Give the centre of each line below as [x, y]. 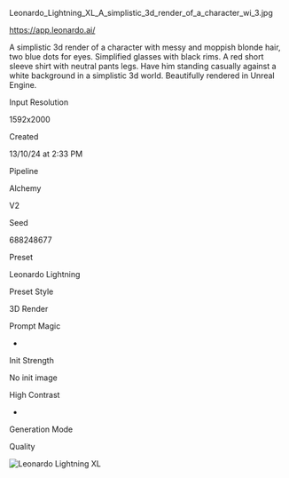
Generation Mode [41, 429]
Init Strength [32, 360]
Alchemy [25, 188]
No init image [33, 378]
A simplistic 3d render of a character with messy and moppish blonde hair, [145, 47]
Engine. [23, 85]
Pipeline [24, 171]
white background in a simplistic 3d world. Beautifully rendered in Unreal [142, 76]
